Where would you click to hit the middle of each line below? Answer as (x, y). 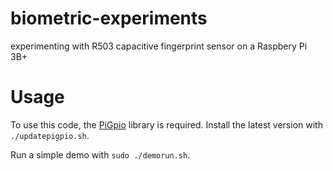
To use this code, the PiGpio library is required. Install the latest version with (166, 124)
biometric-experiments (109, 18)
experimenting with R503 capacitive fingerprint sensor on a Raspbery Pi (159, 46)
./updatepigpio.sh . (50, 135)
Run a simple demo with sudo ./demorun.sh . (100, 154)
